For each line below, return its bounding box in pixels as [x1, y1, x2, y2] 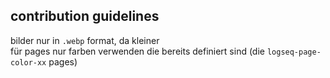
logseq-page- [266, 47, 322, 57]
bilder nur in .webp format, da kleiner [10, 34, 160, 46]
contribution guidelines [10, 8, 160, 25]
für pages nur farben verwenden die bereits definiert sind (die [10, 45, 265, 57]
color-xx [10, 57, 47, 68]
